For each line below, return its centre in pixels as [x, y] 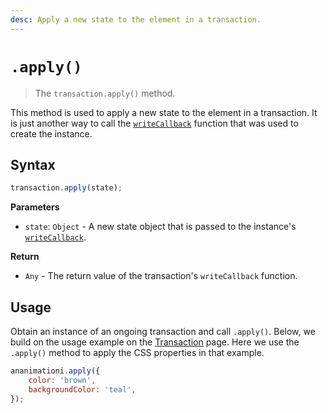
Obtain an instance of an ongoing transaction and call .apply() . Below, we [163, 332]
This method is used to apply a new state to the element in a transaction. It [164, 112]
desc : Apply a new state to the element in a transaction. [136, 19]
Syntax [33, 164]
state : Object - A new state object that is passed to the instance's [160, 227]
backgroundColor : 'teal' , [82, 389]
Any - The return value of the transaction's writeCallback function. [161, 276]
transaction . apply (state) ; [66, 188]
